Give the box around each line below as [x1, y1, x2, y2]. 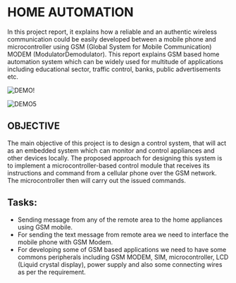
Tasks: [7, 196, 37, 208]
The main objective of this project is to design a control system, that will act [7, 139, 227, 147]
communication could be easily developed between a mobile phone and [7, 34, 216, 43]
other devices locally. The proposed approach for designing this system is [7, 153, 223, 162]
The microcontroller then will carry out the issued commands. [7, 176, 187, 184]
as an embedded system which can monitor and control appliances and [7, 146, 215, 155]
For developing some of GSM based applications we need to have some [17, 245, 227, 253]
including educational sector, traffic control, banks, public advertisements [7, 65, 221, 73]
